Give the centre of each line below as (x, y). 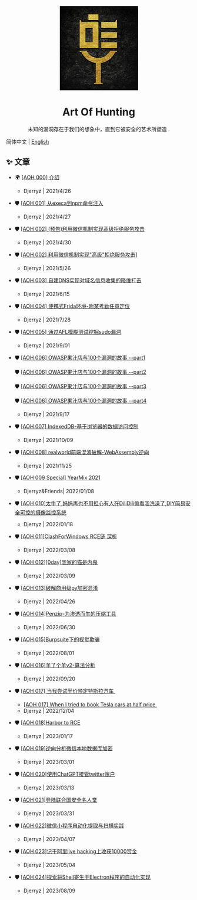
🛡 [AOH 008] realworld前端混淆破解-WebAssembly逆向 (82, 452)
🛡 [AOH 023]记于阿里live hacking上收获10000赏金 (76, 851)
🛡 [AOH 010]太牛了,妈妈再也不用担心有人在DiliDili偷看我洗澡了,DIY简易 (100, 503)
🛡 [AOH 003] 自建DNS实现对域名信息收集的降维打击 (78, 280)
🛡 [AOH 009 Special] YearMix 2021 (58, 477)
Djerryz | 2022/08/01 (49, 653)
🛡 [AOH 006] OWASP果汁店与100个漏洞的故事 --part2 (81, 372)
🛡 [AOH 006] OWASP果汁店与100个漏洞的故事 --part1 (80, 357)
